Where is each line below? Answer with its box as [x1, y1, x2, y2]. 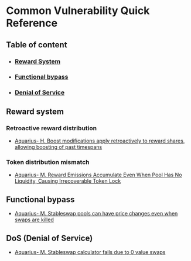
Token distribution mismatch [6, 158, 90, 166]
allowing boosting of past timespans [14, 144, 103, 151]
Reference [6, 16, 57, 30]
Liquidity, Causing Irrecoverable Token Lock [14, 178, 121, 185]
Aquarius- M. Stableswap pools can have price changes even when [14, 210, 178, 217]
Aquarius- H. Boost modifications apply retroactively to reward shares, [14, 137, 185, 144]
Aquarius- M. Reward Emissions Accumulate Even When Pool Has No [14, 171, 183, 179]
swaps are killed [14, 216, 54, 223]
